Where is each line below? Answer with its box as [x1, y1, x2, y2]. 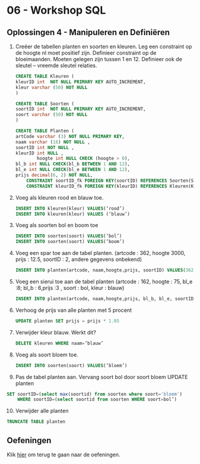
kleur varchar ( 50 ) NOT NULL [15, 84, 88, 90]
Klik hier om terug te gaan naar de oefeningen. [7, 451, 120, 458]
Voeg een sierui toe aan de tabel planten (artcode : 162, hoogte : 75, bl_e [15, 278, 193, 285]
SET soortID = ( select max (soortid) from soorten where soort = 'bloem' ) [7, 391, 183, 397]
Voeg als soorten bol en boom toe [15, 222, 99, 229]
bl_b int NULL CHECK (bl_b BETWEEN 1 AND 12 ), [15, 161, 130, 167]
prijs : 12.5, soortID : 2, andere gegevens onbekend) [15, 256, 142, 263]
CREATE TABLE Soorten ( [15, 100, 75, 107]
